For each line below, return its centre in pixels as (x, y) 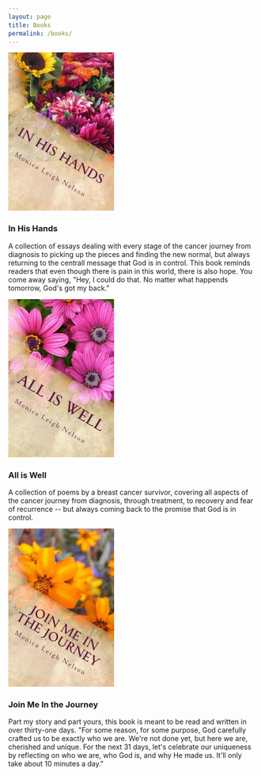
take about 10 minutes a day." (56, 764)
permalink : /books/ (40, 33)
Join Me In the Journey (53, 704)
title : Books (30, 25)
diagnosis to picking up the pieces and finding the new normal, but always (129, 254)
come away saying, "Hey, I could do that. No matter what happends (118, 279)
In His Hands (33, 229)
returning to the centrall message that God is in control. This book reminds (129, 263)
